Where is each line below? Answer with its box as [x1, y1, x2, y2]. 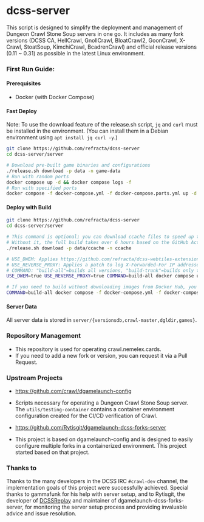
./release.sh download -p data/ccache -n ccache [6, 245, 132, 251]
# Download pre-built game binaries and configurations [6, 162, 151, 169]
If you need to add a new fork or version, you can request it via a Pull [15, 352, 188, 359]
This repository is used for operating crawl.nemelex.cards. [15, 345, 162, 353]
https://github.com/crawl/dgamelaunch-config [15, 387, 132, 394]
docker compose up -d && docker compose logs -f [6, 179, 132, 186]
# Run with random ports [6, 173, 69, 179]
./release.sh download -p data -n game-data [6, 168, 121, 174]
